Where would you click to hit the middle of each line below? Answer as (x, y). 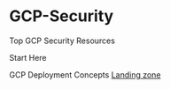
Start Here (28, 57)
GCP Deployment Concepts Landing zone (85, 74)
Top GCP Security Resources (62, 41)
